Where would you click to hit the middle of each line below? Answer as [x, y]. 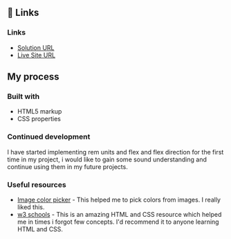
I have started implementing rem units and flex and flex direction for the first [115, 152]
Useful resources [37, 184]
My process [33, 77]
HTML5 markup [39, 112]
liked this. [31, 207]
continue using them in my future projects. [67, 166]
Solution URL [36, 47]
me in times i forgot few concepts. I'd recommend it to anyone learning [118, 222]
